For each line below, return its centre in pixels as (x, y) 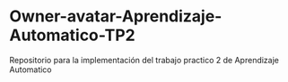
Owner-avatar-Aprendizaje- (116, 16)
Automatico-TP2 (73, 35)
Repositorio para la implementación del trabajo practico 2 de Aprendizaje (144, 60)
